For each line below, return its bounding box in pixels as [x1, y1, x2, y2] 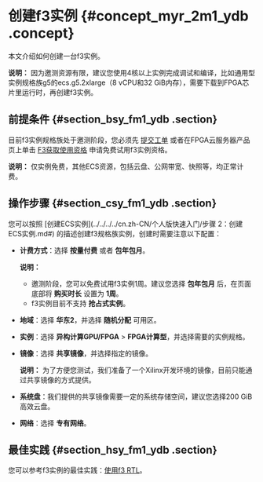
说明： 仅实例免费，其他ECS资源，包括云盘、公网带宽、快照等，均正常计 [8, 162, 244, 171]
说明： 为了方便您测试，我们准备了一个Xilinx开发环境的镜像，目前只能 [19, 365, 246, 374]
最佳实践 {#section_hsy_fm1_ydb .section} [8, 443, 217, 456]
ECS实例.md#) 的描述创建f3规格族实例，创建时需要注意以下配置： [8, 228, 222, 238]
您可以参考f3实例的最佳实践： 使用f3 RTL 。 [8, 466, 147, 475]
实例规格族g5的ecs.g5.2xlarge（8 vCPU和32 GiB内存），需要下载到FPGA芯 [8, 78, 250, 87]
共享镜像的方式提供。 [26, 374, 96, 385]
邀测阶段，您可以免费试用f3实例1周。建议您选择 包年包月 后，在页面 [31, 279, 251, 288]
